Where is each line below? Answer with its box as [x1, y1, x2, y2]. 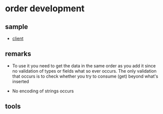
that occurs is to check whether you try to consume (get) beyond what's [12, 73, 158, 79]
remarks [5, 50, 31, 58]
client [12, 35, 23, 41]
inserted [12, 78, 29, 84]
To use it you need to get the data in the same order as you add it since [12, 62, 156, 69]
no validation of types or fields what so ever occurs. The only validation [12, 68, 157, 74]
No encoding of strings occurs [12, 88, 74, 94]
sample [5, 23, 28, 31]
